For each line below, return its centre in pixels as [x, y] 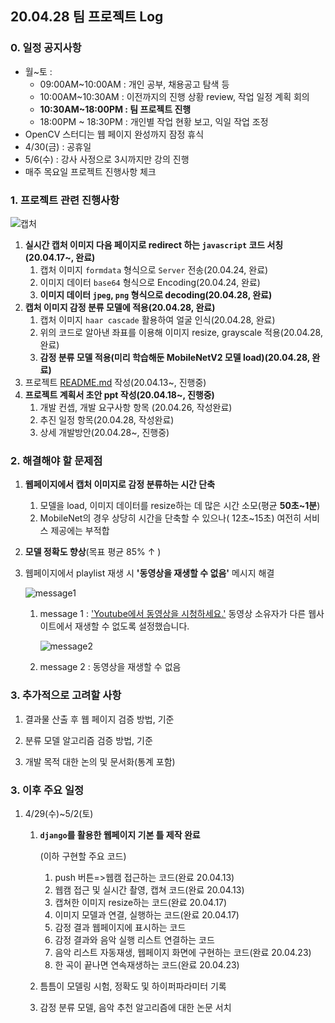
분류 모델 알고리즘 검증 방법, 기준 [88, 740]
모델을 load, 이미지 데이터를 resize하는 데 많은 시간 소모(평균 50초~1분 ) [180, 506]
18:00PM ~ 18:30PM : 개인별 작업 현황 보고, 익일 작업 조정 [154, 121]
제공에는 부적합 [80, 531]
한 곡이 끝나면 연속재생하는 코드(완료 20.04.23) [147, 964]
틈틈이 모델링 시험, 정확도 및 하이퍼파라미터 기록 [133, 986]
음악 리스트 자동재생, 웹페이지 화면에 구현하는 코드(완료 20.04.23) [183, 952]
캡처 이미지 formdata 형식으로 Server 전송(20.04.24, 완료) [154, 269]
